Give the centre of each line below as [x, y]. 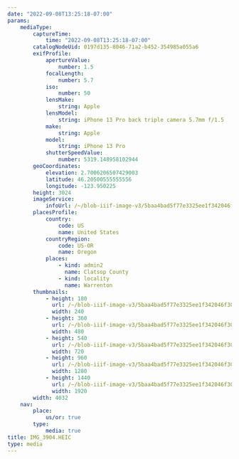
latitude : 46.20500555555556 [89, 179]
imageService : [54, 199]
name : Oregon [78, 252]
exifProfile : [52, 54]
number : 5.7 [76, 80]
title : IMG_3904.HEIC [39, 437]
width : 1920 [70, 391]
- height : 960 [66, 358]
